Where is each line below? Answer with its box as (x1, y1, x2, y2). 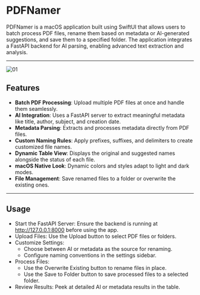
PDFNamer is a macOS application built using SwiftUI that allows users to (6, 23, 186, 30)
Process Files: (14, 257, 49, 265)
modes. (14, 168, 34, 176)
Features (6, 83, 40, 93)
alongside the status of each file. (14, 156, 95, 163)
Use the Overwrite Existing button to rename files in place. (23, 264, 167, 271)
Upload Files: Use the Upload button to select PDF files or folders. (14, 232, 177, 240)
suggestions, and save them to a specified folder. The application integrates (6, 36, 192, 43)
